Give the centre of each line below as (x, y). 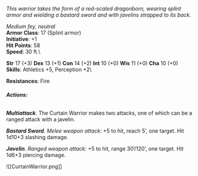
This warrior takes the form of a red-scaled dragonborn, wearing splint (94, 9)
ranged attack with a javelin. (41, 120)
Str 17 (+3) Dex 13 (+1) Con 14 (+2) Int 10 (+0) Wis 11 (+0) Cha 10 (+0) (92, 63)
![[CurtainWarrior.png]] (34, 166)
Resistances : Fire (28, 81)
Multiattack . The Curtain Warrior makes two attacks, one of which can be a (99, 113)
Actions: (17, 95)
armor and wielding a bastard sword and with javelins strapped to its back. (99, 15)
